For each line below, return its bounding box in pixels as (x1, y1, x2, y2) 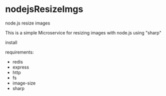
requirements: (5, 49, 34, 55)
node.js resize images (5, 20, 50, 26)
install (5, 39, 17, 45)
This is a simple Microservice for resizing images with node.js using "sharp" (5, 29, 161, 35)
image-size (12, 80, 36, 86)
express (12, 64, 29, 70)
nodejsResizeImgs (5, 3, 83, 15)
